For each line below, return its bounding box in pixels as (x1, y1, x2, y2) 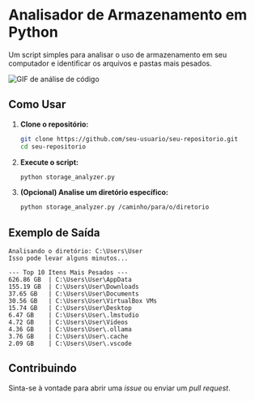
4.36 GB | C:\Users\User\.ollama (8, 326, 132, 334)
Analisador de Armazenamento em (8, 6, 248, 24)
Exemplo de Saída (8, 226, 100, 239)
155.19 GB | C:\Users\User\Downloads (8, 282, 139, 291)
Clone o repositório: (19, 119, 89, 129)
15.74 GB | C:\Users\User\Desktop (8, 304, 132, 313)
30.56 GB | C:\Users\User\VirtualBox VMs (8, 297, 158, 305)
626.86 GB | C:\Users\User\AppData (8, 276, 132, 284)
